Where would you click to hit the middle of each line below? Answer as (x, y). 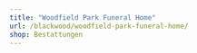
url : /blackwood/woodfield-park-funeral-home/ (99, 26)
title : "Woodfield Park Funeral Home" (83, 18)
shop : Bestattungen (46, 34)
